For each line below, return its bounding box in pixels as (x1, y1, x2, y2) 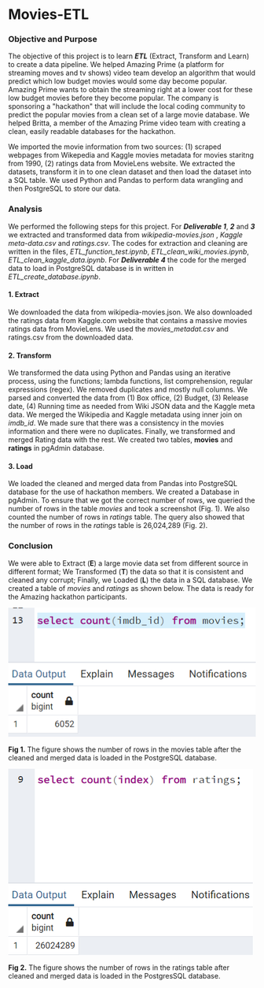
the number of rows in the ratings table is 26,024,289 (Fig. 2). (8, 521, 208, 530)
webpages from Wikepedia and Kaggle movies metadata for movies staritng (8, 150, 254, 160)
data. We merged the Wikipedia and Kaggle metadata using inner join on (8, 410, 243, 419)
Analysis (8, 203, 43, 214)
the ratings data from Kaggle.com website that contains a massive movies (8, 315, 247, 325)
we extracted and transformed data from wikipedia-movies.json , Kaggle (8, 230, 244, 240)
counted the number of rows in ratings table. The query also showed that (8, 512, 245, 522)
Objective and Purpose (8, 34, 97, 45)
